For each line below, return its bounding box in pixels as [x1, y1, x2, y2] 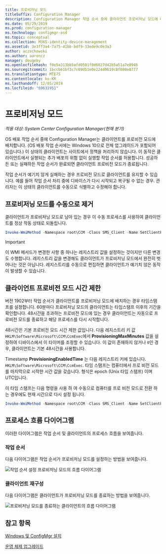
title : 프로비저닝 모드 [5, 7, 47, 12]
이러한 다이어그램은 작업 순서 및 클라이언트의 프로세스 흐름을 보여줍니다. [5, 430, 144, 436]
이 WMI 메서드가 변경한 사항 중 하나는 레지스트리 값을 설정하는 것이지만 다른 [5, 249, 152, 255]
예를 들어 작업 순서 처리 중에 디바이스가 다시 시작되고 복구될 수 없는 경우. [15, 178, 155, 184]
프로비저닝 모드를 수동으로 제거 [5, 200, 94, 208]
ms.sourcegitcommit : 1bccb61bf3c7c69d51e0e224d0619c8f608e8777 [5, 67, 138, 72]
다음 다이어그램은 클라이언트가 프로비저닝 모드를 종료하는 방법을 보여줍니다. [5, 493, 151, 499]
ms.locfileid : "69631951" [5, 85, 58, 91]
